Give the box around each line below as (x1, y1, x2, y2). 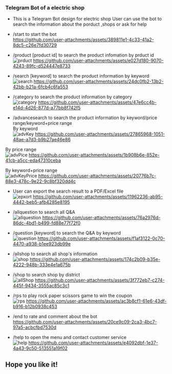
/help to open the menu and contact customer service (12, 334, 127, 341)
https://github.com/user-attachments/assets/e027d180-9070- (33, 58, 164, 64)
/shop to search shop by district (12, 272, 80, 278)
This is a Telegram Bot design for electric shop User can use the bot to (12, 16, 162, 22)
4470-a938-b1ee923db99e (12, 241, 71, 247)
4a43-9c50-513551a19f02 (12, 345, 68, 351)
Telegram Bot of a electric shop (5, 4, 85, 11)
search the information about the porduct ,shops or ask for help (12, 21, 147, 27)
